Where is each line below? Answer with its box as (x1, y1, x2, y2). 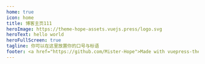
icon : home (6, 15, 34, 21)
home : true (6, 9, 34, 15)
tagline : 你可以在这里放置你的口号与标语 (6, 43, 99, 49)
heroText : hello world (6, 32, 64, 38)
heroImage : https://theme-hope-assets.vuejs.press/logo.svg (6, 26, 163, 32)
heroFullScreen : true (6, 37, 62, 43)
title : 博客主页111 (6, 20, 52, 26)
